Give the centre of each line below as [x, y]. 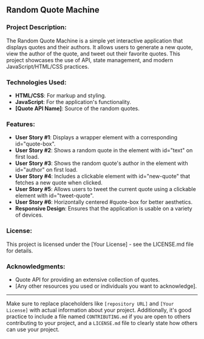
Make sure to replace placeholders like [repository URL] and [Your [90, 303]
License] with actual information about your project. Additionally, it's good [99, 310]
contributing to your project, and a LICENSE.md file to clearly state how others [102, 323]
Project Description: [36, 27]
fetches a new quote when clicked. [59, 183]
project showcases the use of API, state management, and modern [90, 60]
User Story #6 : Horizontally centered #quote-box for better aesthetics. [104, 202]
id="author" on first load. [46, 170]
